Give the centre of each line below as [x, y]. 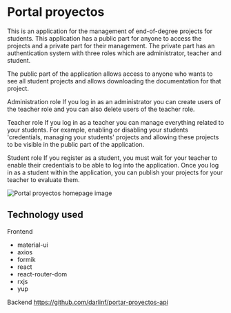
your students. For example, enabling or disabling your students [98, 130]
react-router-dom [42, 274]
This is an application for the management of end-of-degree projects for [110, 31]
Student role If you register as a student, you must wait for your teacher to [112, 158]
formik [26, 259]
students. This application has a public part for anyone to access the [104, 38]
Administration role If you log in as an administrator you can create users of [114, 101]
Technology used [46, 215]
